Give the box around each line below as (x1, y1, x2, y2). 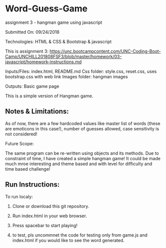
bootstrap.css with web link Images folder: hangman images (5, 73, 128, 79)
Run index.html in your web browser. (12, 213, 87, 219)
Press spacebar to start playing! (12, 222, 78, 228)
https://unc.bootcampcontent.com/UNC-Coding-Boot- (49, 48, 161, 54)
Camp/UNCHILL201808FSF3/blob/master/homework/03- (5, 53, 122, 60)
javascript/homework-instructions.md (5, 59, 82, 64)
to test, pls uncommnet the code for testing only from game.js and (12, 232, 148, 238)
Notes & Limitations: (5, 107, 69, 116)
